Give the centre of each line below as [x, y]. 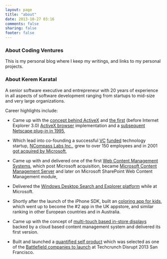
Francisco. [23, 252]
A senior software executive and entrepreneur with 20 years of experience [82, 90]
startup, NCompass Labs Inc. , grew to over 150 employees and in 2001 [85, 145]
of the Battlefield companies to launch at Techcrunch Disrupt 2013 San [85, 247]
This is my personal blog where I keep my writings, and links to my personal [83, 61]
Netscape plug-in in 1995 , [39, 130]
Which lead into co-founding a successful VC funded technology [79, 140]
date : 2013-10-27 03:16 [30, 19]
